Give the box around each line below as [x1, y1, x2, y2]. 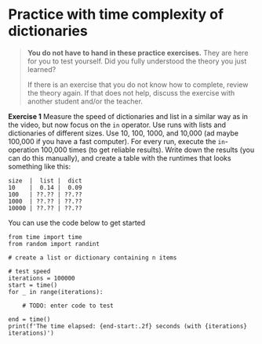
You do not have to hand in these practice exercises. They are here [27, 48, 249, 57]
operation [8, 145, 39, 154]
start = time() [8, 281, 58, 289]
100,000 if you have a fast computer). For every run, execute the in [8, 136, 225, 146]
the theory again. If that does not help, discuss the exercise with [27, 88, 235, 97]
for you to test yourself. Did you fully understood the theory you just [27, 56, 247, 66]
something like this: [8, 161, 71, 171]
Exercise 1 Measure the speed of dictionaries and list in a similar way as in [8, 111, 249, 121]
